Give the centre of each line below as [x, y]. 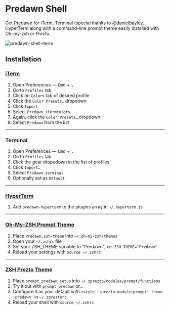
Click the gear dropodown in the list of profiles [61, 162]
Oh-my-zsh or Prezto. [28, 33]
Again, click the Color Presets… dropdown [56, 117]
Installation [23, 59]
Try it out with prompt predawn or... [48, 286]
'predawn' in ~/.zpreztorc [39, 297]
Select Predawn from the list [41, 122]
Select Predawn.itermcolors [41, 111]
